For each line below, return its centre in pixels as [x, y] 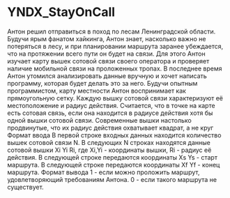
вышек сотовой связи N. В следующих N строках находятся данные [109, 142]
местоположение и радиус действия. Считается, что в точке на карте [111, 105]
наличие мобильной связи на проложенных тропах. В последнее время [115, 68]
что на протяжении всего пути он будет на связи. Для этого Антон [106, 54]
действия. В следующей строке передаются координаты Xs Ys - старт [113, 157]
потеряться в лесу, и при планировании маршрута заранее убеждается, [115, 46]
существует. [25, 187]
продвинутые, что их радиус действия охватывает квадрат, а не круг [110, 128]
